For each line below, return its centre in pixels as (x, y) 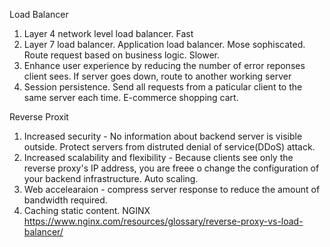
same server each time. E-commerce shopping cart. (131, 97)
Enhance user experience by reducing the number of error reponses (164, 65)
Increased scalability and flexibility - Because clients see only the (158, 157)
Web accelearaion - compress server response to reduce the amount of (172, 189)
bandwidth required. (65, 200)
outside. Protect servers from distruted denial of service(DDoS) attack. (169, 147)
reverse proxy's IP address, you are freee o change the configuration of (171, 168)
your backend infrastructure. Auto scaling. (111, 178)
